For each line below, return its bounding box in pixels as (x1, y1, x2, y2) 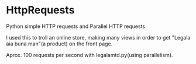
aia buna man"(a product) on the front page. (6, 40, 113, 47)
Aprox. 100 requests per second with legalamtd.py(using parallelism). (6, 51, 173, 58)
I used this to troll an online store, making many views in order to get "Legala (6, 34, 191, 41)
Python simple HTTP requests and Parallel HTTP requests (6, 23, 145, 30)
